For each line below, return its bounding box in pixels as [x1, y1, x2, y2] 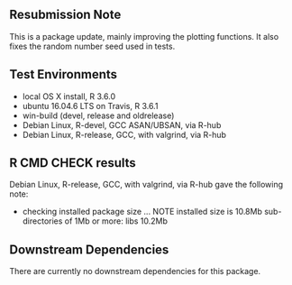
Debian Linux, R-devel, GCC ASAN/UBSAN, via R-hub [22, 119, 222, 130]
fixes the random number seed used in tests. [9, 41, 176, 51]
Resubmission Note [9, 7, 122, 23]
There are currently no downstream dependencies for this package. [9, 266, 261, 277]
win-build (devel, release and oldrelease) [22, 110, 175, 121]
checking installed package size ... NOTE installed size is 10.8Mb [22, 207, 263, 217]
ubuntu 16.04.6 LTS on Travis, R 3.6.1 [22, 100, 159, 111]
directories [22, 216, 63, 226]
